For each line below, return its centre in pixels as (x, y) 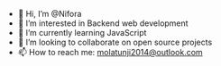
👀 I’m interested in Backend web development (103, 23)
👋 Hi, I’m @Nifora (50, 14)
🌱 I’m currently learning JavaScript (82, 33)
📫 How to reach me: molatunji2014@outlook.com (110, 52)
